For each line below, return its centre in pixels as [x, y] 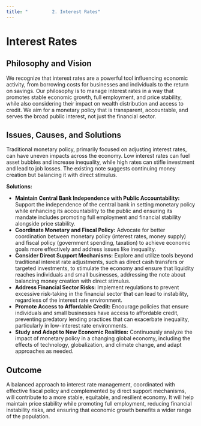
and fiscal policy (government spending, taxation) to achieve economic [103, 243]
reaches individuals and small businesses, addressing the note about [100, 275]
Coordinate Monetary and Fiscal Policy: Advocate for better [90, 230]
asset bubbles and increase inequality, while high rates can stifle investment [100, 162]
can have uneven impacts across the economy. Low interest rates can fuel [98, 156]
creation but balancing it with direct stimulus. [62, 175]
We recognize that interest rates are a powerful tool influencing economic [97, 78]
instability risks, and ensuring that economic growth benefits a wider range [99, 410]
